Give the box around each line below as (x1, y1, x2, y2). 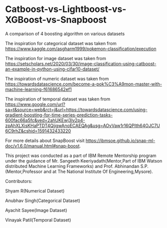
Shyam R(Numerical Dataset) (5, 187, 65, 193)
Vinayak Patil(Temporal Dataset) (5, 216, 71, 223)
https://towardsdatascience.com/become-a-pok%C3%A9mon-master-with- (5, 81, 162, 87)
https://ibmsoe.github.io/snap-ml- (85, 137, 156, 143)
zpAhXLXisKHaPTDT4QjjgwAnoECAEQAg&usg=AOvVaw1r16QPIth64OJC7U (5, 122, 161, 128)
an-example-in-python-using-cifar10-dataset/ (5, 66, 100, 72)
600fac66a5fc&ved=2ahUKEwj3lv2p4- (5, 117, 85, 123)
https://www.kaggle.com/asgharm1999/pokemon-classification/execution (5, 45, 157, 51)
